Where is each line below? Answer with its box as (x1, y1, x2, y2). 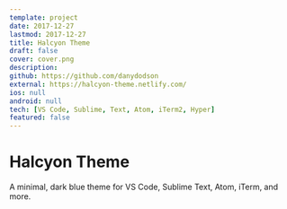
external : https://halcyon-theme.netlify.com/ (9, 80, 187, 89)
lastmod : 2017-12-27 (9, 30, 87, 39)
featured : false (9, 113, 70, 122)
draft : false (9, 47, 58, 56)
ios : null (9, 88, 47, 97)
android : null (9, 96, 63, 106)
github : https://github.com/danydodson (9, 72, 159, 81)
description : (9, 64, 58, 73)
